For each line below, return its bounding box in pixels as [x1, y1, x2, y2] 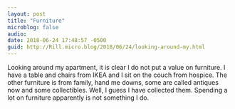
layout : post [7, 10, 46, 18]
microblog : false [7, 24, 59, 31]
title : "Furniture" [7, 17, 66, 24]
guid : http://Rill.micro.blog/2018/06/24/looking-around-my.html [7, 43, 205, 51]
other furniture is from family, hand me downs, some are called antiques [7, 78, 219, 86]
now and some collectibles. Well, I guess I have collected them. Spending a [7, 86, 228, 94]
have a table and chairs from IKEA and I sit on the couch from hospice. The [7, 71, 228, 79]
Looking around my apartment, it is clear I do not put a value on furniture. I [7, 63, 226, 71]
